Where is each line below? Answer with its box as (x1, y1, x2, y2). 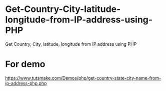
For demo (5, 59, 45, 70)
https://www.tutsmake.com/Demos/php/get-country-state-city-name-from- (5, 75, 161, 81)
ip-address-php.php (5, 80, 47, 86)
